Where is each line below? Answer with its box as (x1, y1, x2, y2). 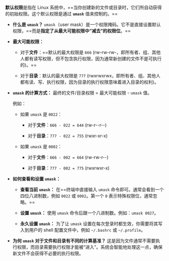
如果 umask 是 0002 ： (20, 144, 62, 149)
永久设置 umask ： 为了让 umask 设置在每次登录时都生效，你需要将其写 (20, 221, 163, 227)
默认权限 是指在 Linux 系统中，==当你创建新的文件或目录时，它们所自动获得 (5, 5, 162, 10)
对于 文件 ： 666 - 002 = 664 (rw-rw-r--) (27, 154, 109, 160)
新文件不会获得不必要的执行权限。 (12, 250, 84, 256)
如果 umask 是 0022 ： (20, 111, 62, 117)
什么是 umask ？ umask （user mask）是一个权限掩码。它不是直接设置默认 (12, 22, 161, 27)
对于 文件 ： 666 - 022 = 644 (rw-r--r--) (27, 122, 107, 128)
